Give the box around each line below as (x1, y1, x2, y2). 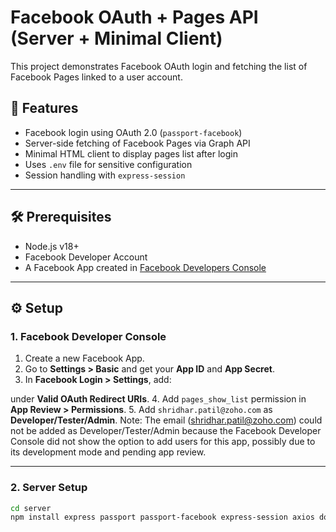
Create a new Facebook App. (24, 352, 145, 365)
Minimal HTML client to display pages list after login (24, 147, 238, 160)
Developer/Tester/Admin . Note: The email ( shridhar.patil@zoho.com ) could (10, 414, 323, 426)
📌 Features (10, 100, 79, 117)
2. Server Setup (10, 481, 88, 495)
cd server (10, 503, 52, 513)
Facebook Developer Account (24, 251, 148, 263)
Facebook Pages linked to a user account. (10, 71, 183, 83)
